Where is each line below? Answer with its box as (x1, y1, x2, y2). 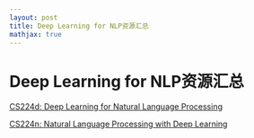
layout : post (9, 13, 58, 22)
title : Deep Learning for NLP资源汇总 (9, 22, 150, 30)
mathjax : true (9, 30, 63, 39)
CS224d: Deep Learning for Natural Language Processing (9, 101, 223, 112)
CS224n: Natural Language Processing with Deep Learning (9, 118, 228, 130)
